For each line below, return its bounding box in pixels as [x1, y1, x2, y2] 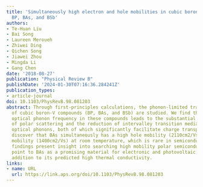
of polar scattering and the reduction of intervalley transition [11, 121, 182, 127]
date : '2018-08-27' [6, 71, 56, 77]
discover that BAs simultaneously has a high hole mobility [11, 132, 166, 139]
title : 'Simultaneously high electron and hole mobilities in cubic [6, 8, 182, 15]
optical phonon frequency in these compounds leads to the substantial [11, 115, 196, 121]
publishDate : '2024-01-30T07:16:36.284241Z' [6, 82, 120, 88]
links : [6, 160, 23, 166]
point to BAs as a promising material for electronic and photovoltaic [11, 149, 196, 155]
